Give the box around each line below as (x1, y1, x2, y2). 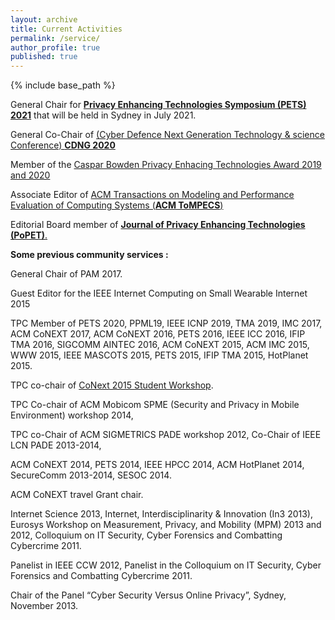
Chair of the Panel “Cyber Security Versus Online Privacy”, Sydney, (10, 589, 287, 601)
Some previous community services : (10, 249, 169, 261)
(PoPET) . (10, 229, 48, 241)
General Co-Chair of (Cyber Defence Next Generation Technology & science (10, 129, 325, 141)
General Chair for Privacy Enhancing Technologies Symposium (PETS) (10, 99, 307, 111)
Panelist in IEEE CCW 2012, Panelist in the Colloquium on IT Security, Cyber (10, 559, 322, 571)
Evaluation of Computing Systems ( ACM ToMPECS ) (10, 199, 224, 211)
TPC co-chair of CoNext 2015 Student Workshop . (10, 379, 214, 391)
